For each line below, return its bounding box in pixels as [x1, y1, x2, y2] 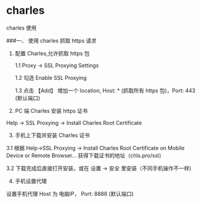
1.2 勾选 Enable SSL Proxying [14, 74, 87, 81]
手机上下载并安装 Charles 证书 [14, 132, 90, 139]
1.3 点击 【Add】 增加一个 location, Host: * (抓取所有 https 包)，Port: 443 [14, 86, 196, 94]
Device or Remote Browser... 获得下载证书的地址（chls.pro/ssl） [6, 151, 165, 159]
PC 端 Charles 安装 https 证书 [14, 107, 88, 114]
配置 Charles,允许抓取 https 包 [14, 49, 90, 57]
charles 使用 [6, 24, 37, 31]
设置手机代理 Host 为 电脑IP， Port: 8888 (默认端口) [6, 190, 134, 197]
